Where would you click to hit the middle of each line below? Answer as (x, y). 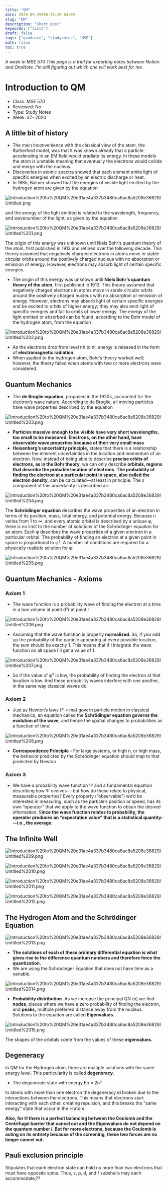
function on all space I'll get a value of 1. (54, 650)
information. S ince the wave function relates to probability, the (78, 812)
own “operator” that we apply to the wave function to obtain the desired (87, 807)
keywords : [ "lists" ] (27, 29)
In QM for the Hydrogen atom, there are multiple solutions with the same (80, 1067)
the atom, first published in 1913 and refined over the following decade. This (83, 248)
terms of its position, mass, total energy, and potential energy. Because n (81, 516)
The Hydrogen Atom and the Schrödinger (71, 917)
